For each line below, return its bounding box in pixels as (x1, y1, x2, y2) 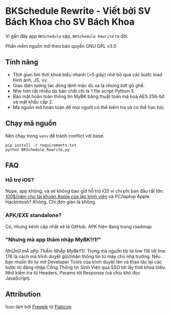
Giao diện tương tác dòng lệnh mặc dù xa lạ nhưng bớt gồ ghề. (12, 82, 145, 88)
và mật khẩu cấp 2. (12, 99, 54, 105)
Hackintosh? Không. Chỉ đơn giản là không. (5, 199, 96, 205)
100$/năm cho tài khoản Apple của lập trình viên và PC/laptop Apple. (5, 193, 151, 200)
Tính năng (5, 58, 38, 67)
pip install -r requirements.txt (5, 143, 77, 148)
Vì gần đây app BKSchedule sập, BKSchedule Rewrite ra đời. (5, 33, 129, 39)
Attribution (5, 290, 41, 299)
